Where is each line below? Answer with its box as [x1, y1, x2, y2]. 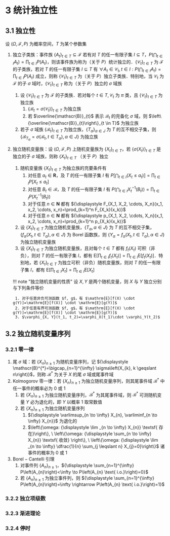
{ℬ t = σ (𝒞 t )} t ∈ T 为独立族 [27, 105, 81, 113]
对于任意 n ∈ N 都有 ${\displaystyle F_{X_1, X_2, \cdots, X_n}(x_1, [27, 201, 163, 207]
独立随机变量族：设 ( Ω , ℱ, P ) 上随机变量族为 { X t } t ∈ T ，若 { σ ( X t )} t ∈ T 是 [12, 146, 161, 154]
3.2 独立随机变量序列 [5, 330, 71, 338]
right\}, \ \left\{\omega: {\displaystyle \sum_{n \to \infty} [35, 431, 152, 437]
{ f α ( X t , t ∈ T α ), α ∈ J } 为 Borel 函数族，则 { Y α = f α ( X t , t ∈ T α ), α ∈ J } [20, 231, 165, 239]
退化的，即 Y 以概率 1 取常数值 [38, 399, 102, 405]
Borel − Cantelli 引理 [12, 456, 55, 462]
